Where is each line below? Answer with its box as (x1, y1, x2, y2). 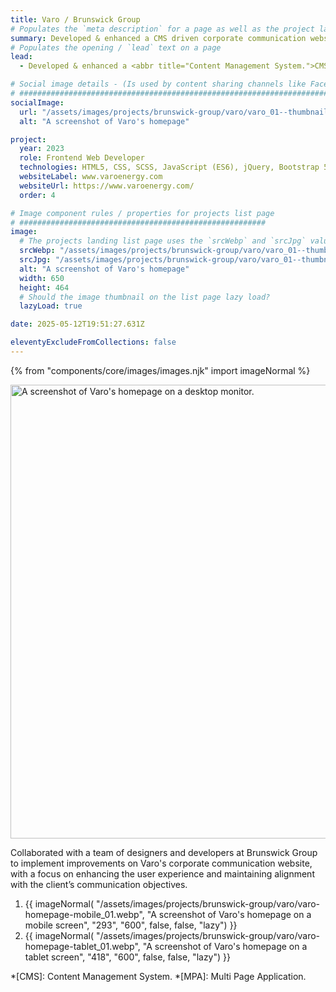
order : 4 (19, 190, 56, 200)
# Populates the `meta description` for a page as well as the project (10, 24, 315, 34)
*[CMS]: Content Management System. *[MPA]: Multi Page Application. (10, 970, 307, 982)
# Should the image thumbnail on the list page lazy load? (19, 292, 271, 302)
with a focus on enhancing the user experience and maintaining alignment (10, 867, 315, 880)
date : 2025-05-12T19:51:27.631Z (10, 319, 145, 330)
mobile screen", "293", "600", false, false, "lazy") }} (24, 919, 238, 931)
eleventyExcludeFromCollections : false (10, 337, 177, 348)
